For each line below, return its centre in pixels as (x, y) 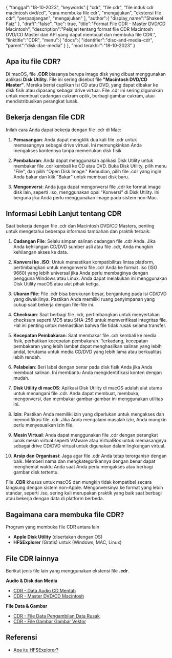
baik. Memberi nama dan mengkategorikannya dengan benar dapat (84, 461)
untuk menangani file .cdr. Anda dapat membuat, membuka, (76, 394)
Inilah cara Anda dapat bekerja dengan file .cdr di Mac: (64, 130)
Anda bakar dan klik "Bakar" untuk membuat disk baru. (71, 177)
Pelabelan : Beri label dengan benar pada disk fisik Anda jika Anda (83, 367)
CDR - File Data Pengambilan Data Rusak (57, 616)
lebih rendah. (27, 357)
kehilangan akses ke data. (41, 252)
